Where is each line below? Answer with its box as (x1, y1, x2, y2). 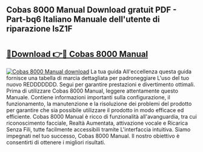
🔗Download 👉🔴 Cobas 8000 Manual (6, 48, 148, 59)
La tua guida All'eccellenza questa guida (90, 68, 192, 75)
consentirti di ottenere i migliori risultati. (6, 139, 105, 146)
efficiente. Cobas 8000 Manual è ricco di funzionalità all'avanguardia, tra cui (6, 113, 197, 120)
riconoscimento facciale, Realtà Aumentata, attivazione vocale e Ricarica (6, 119, 188, 127)
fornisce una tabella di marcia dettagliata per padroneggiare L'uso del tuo (6, 74, 190, 81)
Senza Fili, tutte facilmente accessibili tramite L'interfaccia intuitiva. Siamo (6, 126, 191, 133)
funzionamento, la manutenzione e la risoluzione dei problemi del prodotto (6, 100, 192, 107)
